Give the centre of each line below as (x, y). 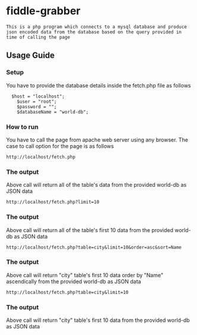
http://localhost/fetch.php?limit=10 (53, 202)
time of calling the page (38, 37)
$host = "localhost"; (38, 96)
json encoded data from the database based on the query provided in (94, 32)
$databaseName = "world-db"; (53, 112)
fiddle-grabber (43, 11)
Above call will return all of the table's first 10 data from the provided (90, 230)
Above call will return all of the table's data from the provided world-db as (96, 185)
